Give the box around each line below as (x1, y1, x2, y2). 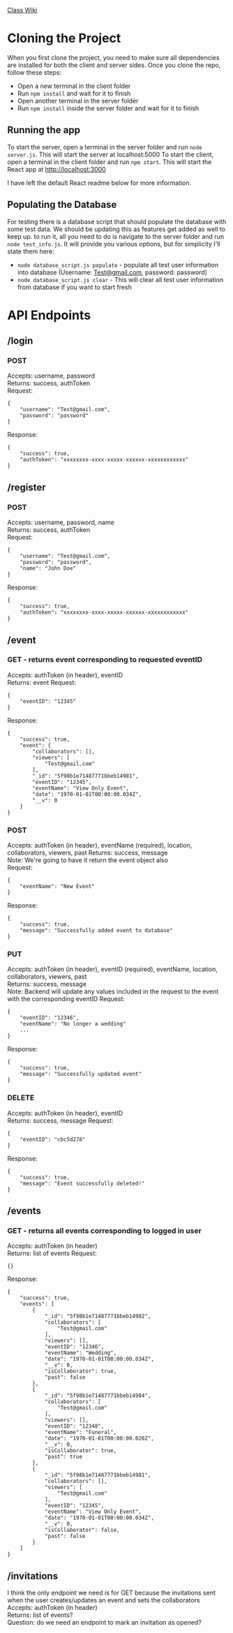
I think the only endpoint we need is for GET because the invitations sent (7, 1588, 216, 1597)
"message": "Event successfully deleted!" (20, 1180, 145, 1187)
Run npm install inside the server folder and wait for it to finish (17, 104, 200, 112)
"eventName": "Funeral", (44, 1429, 117, 1436)
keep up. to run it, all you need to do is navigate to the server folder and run (7, 232, 225, 240)
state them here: (7, 247, 54, 256)
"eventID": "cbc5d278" (20, 1136, 86, 1143)
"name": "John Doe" (20, 565, 77, 572)
